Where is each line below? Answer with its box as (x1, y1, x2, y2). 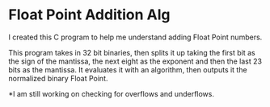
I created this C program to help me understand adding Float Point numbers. (8, 32, 263, 42)
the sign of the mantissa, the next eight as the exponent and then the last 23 (8, 56, 263, 66)
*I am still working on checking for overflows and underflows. (8, 88, 214, 98)
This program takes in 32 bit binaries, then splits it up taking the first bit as (8, 47, 256, 57)
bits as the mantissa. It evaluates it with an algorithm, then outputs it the (8, 64, 248, 74)
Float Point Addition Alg (8, 6, 171, 24)
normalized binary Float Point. (8, 73, 108, 83)
